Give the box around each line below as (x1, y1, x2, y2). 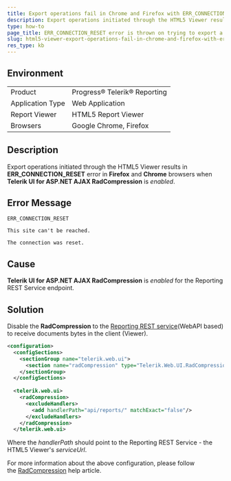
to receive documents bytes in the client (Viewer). (7, 329, 148, 338)
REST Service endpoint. (7, 284, 74, 292)
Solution (7, 304, 44, 316)
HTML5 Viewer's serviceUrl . (7, 446, 87, 454)
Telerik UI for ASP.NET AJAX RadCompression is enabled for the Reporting (7, 276, 223, 285)
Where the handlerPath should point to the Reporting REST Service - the (7, 438, 213, 447)
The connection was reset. (7, 239, 85, 247)
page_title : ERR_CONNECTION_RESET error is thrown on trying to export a (7, 29, 223, 37)
